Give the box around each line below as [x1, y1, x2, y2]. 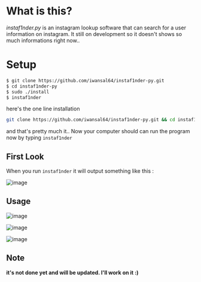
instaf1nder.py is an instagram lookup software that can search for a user [6, 24, 187, 31]
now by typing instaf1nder [6, 134, 73, 142]
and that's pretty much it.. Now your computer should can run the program [6, 128, 190, 135]
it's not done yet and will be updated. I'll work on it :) [6, 269, 139, 276]
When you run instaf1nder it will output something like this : [6, 167, 154, 175]
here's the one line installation [6, 105, 80, 112]
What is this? [6, 4, 73, 18]
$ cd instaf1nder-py [6, 83, 58, 89]
